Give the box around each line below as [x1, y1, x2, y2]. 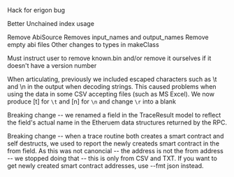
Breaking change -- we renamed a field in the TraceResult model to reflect [7, 111, 221, 119]
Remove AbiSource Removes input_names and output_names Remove [7, 33, 209, 41]
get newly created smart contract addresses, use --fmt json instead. [7, 162, 204, 170]
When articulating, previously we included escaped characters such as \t [7, 75, 217, 83]
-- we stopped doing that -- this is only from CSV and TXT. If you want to [7, 154, 218, 162]
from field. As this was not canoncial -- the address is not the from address [7, 147, 224, 155]
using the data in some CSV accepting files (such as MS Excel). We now [7, 90, 215, 98]
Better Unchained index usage [7, 20, 94, 27]
